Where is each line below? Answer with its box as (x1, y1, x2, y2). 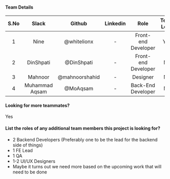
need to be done (12, 169, 47, 175)
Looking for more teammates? (5, 102, 70, 109)
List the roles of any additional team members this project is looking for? (5, 125, 160, 131)
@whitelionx (64, 38, 94, 45)
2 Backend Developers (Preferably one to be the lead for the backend (12, 136, 158, 142)
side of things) (12, 142, 43, 148)
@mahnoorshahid (57, 74, 100, 81)
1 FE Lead (12, 147, 33, 153)
